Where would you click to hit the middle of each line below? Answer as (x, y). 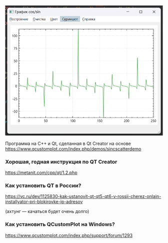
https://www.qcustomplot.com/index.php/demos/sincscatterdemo (73, 148)
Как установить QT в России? (43, 185)
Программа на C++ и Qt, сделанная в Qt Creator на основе (68, 143)
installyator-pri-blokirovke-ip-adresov (44, 202)
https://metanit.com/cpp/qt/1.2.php (41, 172)
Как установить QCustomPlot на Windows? (60, 224)
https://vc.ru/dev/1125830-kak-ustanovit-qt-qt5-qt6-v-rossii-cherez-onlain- (83, 196)
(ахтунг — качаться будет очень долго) (47, 211)
